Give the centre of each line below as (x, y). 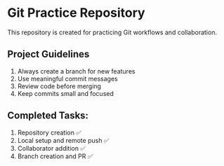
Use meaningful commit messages (67, 78)
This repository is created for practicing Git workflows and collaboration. (112, 32)
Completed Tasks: (48, 116)
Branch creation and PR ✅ (55, 156)
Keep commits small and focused (66, 93)
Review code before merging (59, 86)
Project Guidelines (48, 54)
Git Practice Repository (76, 13)
